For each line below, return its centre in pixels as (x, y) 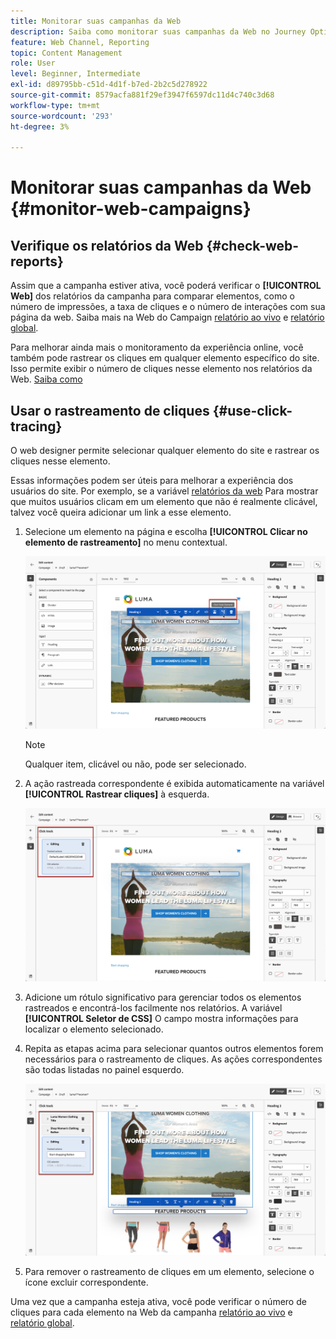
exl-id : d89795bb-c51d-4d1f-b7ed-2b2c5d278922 (109, 85)
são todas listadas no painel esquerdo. (104, 1069)
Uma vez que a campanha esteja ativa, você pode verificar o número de (158, 1301)
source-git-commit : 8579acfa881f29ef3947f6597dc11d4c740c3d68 (142, 95)
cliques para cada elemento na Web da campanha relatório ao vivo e (151, 1312)
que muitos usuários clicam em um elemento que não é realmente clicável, (164, 502)
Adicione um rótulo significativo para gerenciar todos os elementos (163, 997)
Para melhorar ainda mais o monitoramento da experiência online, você (157, 347)
